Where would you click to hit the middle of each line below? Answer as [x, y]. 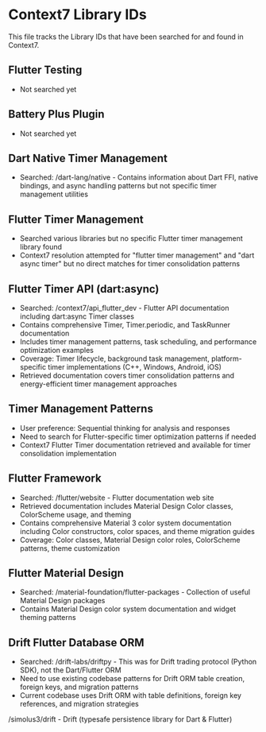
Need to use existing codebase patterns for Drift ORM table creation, [132, 679]
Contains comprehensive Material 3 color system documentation [125, 523]
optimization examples [56, 350]
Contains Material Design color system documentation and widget [128, 609]
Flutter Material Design [66, 573]
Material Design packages [62, 601]
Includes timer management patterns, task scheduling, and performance [138, 342]
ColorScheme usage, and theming [75, 514]
